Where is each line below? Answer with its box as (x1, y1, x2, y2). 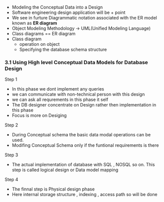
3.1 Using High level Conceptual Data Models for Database (4, 59, 148, 66)
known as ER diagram (11, 20, 57, 26)
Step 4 (4, 177, 18, 183)
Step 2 (4, 122, 18, 128)
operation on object (19, 41, 60, 47)
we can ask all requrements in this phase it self (11, 97, 108, 102)
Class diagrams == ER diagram (11, 31, 76, 36)
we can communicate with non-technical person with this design (11, 92, 145, 98)
